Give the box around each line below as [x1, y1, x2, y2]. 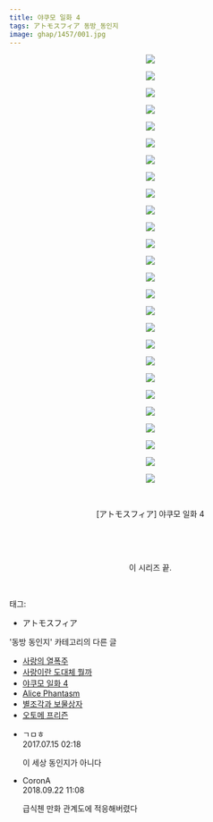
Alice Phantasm [21, 688, 81, 699]
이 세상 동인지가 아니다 [21, 758, 102, 768]
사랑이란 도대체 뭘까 [21, 667, 92, 678]
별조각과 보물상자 [21, 699, 83, 709]
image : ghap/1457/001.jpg [9, 30, 106, 38]
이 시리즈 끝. [128, 563, 173, 573]
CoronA [21, 775, 51, 786]
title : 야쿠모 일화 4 [9, 13, 81, 22]
